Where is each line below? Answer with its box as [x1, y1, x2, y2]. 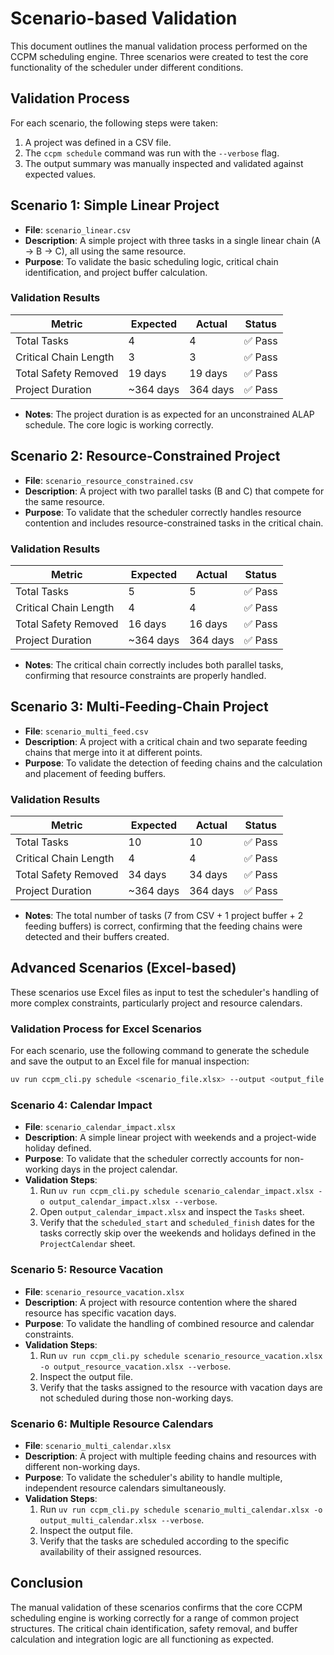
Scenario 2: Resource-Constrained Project [10, 448, 281, 465]
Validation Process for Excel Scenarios [10, 1022, 203, 1036]
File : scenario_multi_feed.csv [24, 725, 149, 737]
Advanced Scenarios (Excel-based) [10, 960, 237, 977]
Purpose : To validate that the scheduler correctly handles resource [24, 506, 302, 518]
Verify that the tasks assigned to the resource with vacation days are [39, 1381, 323, 1393]
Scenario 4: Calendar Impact [10, 1098, 153, 1112]
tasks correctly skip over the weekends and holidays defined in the [39, 1227, 317, 1239]
